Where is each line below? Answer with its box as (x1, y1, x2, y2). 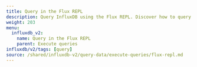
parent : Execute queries (17, 41, 78, 47)
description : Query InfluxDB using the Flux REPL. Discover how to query (6, 14, 192, 20)
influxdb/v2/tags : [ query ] (6, 47, 73, 52)
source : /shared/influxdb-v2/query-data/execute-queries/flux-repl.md (6, 52, 183, 58)
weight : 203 (6, 19, 35, 25)
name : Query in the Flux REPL (17, 36, 91, 41)
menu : (6, 24, 19, 31)
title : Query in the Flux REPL (6, 8, 83, 15)
